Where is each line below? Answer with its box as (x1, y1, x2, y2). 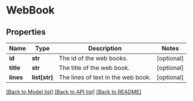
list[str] (31, 73, 53, 81)
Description (88, 45, 122, 52)
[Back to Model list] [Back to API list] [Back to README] (6, 89, 142, 95)
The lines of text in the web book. (58, 73, 152, 81)
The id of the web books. (58, 54, 128, 62)
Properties (6, 27, 46, 37)
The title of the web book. (58, 64, 130, 72)
